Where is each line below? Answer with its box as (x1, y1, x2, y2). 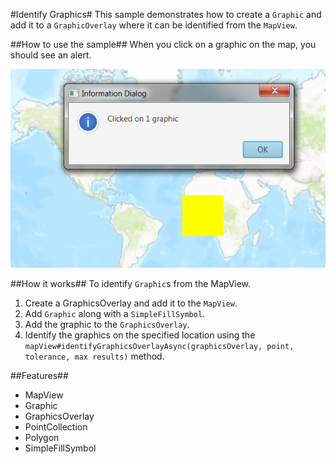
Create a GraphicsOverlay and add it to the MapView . (24, 297, 238, 309)
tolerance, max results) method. (24, 350, 165, 362)
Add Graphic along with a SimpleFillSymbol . (24, 307, 206, 319)
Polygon (24, 431, 60, 443)
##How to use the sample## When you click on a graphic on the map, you (10, 39, 317, 50)
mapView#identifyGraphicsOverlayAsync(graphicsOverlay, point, (24, 341, 295, 351)
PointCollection (24, 420, 88, 433)
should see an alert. (10, 49, 92, 61)
